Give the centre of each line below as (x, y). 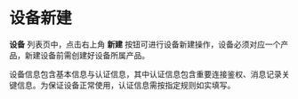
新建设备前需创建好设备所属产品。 (87, 55)
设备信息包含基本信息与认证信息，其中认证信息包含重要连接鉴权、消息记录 (145, 74)
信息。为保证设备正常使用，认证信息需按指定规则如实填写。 (126, 85)
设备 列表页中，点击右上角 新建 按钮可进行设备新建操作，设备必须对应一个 (145, 44)
